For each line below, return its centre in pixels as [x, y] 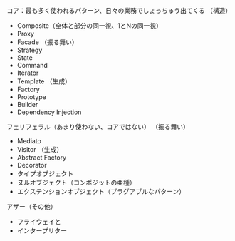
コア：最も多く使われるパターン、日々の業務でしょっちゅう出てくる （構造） [119, 10]
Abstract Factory [42, 158]
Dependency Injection [49, 112]
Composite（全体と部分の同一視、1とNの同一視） [90, 26]
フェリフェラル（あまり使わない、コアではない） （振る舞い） [98, 127]
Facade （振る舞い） [48, 42]
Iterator [28, 73]
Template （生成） [44, 81]
